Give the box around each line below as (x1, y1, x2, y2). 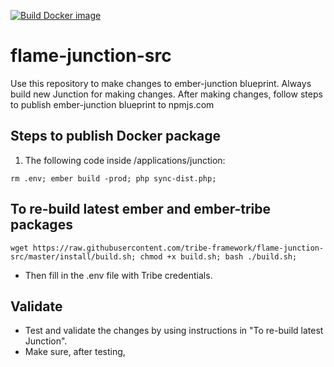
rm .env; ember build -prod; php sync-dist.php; (10, 173, 217, 184)
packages (10, 216, 73, 234)
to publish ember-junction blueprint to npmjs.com (10, 98, 215, 110)
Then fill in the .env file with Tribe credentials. (24, 269, 213, 281)
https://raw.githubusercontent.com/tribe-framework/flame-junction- (32, 243, 325, 253)
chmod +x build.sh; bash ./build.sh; (139, 251, 298, 262)
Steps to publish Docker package (10, 128, 222, 145)
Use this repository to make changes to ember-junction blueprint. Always (10, 77, 312, 89)
